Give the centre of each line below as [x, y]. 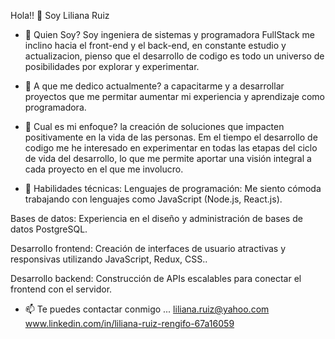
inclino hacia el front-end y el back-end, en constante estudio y [155, 45]
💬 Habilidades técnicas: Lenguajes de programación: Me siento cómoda [173, 188]
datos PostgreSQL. [49, 229]
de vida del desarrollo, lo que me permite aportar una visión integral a [168, 158]
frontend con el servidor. [61, 289]
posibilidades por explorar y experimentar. [112, 66]
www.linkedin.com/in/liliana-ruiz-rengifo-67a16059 [129, 323]
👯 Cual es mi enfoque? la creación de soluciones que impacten [154, 126]
